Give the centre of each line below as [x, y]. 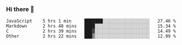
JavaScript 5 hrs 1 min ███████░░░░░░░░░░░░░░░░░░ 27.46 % [91, 21]
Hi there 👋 [20, 9]
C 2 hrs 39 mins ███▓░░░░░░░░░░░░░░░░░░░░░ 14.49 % [91, 31]
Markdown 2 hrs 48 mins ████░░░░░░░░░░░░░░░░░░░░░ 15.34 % [91, 26]
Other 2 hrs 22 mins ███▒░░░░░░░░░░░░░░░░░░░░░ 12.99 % [91, 36]
